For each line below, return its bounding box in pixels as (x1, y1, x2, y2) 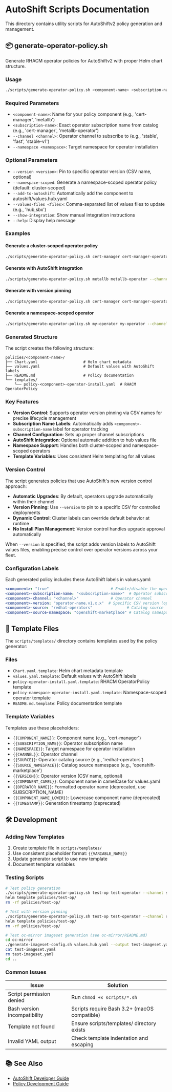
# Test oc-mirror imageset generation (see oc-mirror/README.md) (5, 933, 147, 938)
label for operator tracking (53, 426, 109, 432)
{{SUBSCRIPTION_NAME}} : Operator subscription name (12, 740, 123, 746)
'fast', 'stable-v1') (12, 138, 50, 144)
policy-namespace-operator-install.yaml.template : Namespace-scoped (12, 690, 166, 696)
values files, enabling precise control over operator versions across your (5, 546, 158, 552)
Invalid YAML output (8, 1038, 56, 1045)
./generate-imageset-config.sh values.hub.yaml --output (5, 942, 130, 948)
